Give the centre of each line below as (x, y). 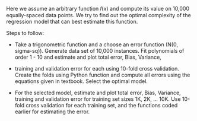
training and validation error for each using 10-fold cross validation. (97, 69)
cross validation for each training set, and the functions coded (102, 105)
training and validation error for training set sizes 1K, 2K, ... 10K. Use (98, 99)
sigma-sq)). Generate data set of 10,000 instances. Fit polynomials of (99, 51)
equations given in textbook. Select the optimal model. (81, 81)
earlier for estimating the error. (52, 112)
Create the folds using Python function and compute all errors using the (102, 75)
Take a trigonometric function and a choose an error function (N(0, (96, 44)
